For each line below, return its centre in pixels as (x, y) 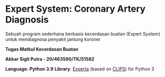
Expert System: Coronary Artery (75, 9)
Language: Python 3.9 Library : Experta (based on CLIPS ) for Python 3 (80, 69)
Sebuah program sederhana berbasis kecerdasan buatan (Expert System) (83, 34)
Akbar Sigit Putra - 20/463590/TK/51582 (50, 59)
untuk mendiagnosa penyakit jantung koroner (53, 39)
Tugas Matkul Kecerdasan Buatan (42, 49)
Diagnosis (27, 20)
